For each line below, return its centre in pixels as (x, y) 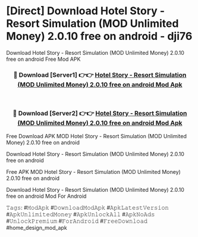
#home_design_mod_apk (37, 227)
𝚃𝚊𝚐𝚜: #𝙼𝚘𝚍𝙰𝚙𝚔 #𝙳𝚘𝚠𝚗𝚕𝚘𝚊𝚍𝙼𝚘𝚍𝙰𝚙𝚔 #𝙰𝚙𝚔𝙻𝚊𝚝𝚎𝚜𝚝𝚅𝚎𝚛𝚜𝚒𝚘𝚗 (88, 207)
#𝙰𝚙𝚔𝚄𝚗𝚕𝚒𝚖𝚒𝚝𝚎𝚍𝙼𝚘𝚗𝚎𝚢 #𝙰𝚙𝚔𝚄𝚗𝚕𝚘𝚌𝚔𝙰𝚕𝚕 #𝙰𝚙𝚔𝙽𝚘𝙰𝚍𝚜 (81, 214)
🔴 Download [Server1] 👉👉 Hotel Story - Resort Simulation (100, 74)
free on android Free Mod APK (43, 59)
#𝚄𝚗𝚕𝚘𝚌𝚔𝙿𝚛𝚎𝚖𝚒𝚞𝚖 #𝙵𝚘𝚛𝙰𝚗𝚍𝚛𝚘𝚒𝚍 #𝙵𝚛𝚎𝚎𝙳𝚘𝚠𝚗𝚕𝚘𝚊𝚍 (77, 221)
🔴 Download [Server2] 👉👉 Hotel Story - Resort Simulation (100, 113)
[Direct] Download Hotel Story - (86, 11)
